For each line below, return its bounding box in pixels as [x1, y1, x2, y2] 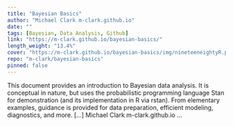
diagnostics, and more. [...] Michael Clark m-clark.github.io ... [7, 111, 182, 119]
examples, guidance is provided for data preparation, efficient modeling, [7, 103, 214, 111]
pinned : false [7, 62, 49, 69]
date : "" [7, 23, 33, 30]
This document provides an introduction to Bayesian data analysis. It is [7, 81, 209, 89]
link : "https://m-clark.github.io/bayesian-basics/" [7, 36, 163, 43]
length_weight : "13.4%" [7, 42, 76, 49]
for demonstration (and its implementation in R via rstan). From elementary [7, 95, 221, 104]
